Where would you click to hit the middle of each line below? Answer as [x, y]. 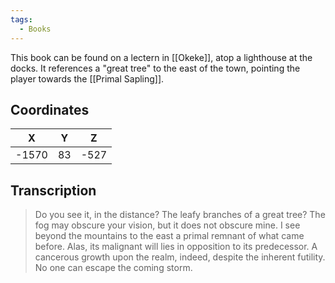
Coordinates [50, 109]
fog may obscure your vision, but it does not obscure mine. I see [167, 225]
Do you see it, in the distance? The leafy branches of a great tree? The [180, 215]
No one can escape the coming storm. [113, 268]
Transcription [53, 190]
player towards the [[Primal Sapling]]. [87, 78]
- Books [35, 29]
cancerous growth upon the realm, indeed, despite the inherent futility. [180, 257]
